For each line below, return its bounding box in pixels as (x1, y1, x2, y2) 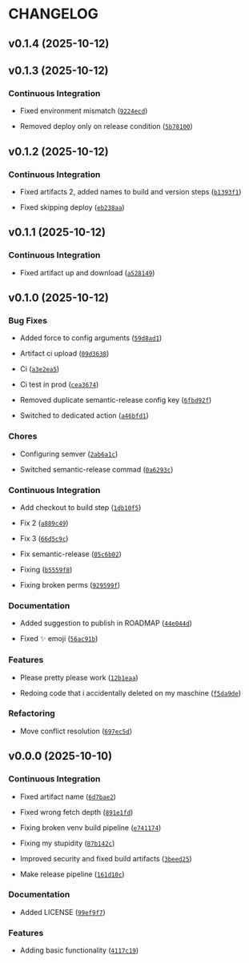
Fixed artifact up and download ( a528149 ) (19, 267, 155, 277)
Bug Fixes (8, 315, 48, 326)
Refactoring (8, 708, 56, 719)
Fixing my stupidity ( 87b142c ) (19, 838, 115, 848)
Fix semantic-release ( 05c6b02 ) (19, 549, 122, 559)
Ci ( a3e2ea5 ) (19, 364, 60, 374)
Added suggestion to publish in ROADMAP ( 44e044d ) (19, 618, 192, 628)
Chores (8, 431, 38, 442)
